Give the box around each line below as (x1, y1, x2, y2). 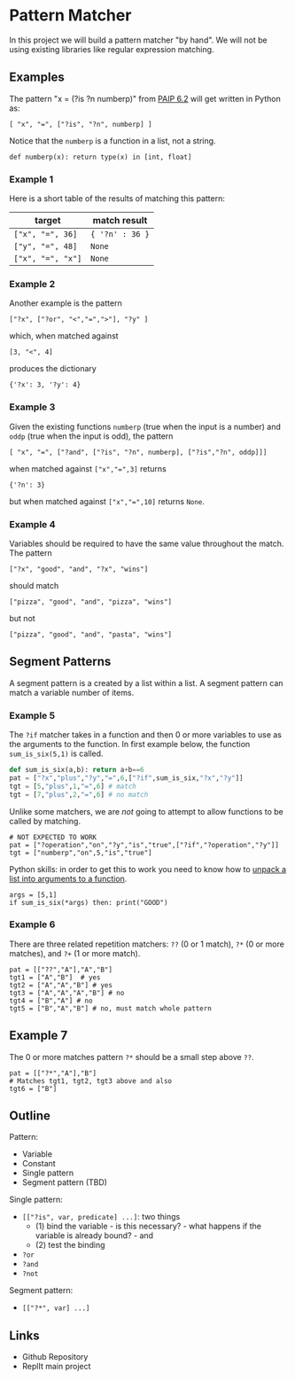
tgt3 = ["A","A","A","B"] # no (9, 988, 125, 997)
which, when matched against (9, 331, 119, 341)
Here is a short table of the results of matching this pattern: (9, 193, 226, 204)
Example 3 (9, 401, 56, 413)
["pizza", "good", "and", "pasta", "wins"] (9, 630, 173, 639)
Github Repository (21, 1352, 89, 1362)
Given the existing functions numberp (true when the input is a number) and (9, 421, 282, 432)
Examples (9, 70, 65, 85)
